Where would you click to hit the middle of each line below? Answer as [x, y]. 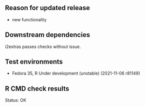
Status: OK [16, 100]
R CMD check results [37, 88]
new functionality [29, 19]
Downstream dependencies [48, 35]
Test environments [34, 62]
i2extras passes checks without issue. [43, 46]
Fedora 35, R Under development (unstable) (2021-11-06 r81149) [76, 73]
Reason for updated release [48, 8]
